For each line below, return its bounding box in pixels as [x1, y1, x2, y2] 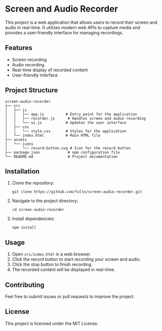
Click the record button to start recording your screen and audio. [12, 256, 141, 262]
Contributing [5, 281, 44, 289]
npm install [12, 225, 36, 230]
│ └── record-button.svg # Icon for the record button [5, 145, 131, 151]
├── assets [5, 137, 27, 142]
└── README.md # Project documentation [5, 154, 118, 159]
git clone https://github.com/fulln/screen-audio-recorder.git [12, 189, 143, 194]
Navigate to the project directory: [12, 198, 78, 204]
